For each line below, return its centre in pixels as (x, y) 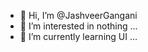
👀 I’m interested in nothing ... (78, 26)
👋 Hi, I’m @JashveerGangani (78, 15)
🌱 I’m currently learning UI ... (78, 36)
